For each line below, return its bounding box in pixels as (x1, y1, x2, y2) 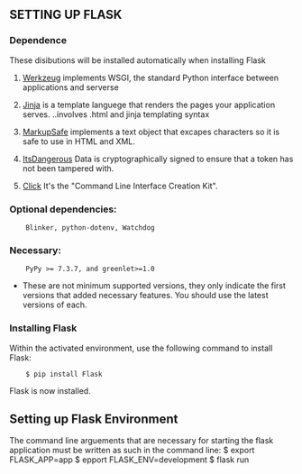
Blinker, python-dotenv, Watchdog (25, 223, 155, 232)
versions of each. (22, 299, 87, 310)
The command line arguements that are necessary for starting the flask (9, 435, 274, 446)
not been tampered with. (22, 162, 114, 174)
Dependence (9, 34, 68, 47)
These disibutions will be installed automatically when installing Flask (9, 54, 266, 66)
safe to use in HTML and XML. (22, 135, 135, 147)
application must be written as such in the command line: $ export (9, 445, 255, 456)
